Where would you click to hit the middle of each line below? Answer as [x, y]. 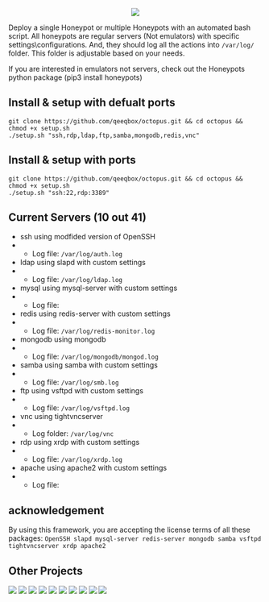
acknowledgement [56, 511]
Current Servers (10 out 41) [77, 218]
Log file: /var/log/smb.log [75, 382]
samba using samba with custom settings [89, 365]
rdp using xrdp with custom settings [80, 442]
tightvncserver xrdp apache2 [57, 546]
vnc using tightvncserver [61, 417]
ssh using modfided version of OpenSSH [87, 237]
